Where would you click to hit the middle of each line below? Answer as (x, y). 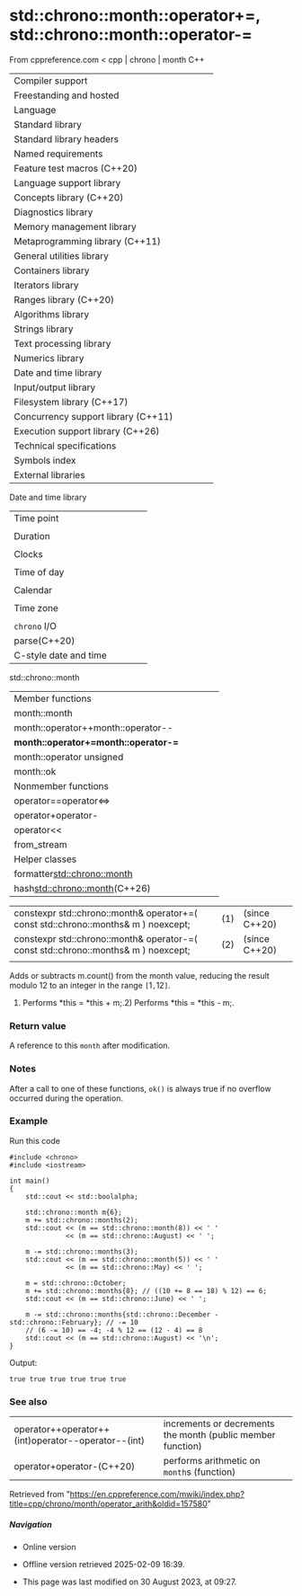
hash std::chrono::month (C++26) (82, 888)
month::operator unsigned (69, 757)
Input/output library (55, 387)
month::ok (35, 771)
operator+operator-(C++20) (75, 1467)
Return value (38, 1025)
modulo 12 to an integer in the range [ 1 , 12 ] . (90, 985)
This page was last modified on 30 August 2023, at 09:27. (129, 1582)
